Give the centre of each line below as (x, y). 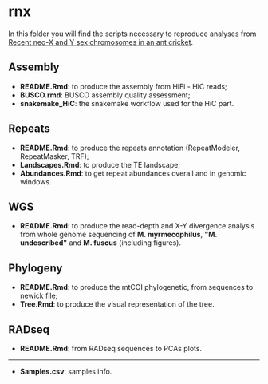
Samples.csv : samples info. (66, 371)
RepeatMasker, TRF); (54, 156)
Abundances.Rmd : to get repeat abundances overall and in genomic (133, 173)
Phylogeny (35, 268)
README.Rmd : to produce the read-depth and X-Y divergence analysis (137, 226)
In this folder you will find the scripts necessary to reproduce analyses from (132, 34)
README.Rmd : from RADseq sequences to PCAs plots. (110, 348)
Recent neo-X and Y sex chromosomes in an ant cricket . (101, 42)
